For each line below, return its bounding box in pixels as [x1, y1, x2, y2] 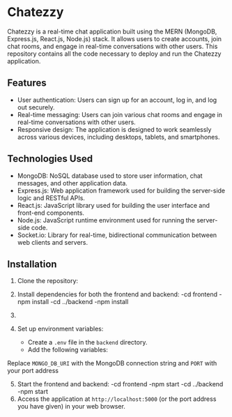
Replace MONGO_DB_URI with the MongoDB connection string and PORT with [7, 359, 217, 367]
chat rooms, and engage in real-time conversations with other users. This [7, 42, 218, 50]
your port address [7, 367, 59, 375]
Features [7, 77, 47, 89]
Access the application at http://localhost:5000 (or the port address [17, 395, 217, 403]
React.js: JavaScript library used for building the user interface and [17, 201, 210, 209]
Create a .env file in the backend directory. [27, 338, 148, 347]
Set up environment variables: [17, 325, 104, 333]
